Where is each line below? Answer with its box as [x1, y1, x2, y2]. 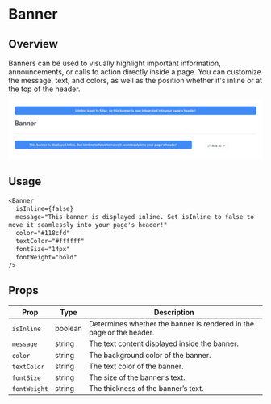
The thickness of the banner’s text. [88, 384, 204, 393]
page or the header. [88, 328, 155, 338]
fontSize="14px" [15, 246, 70, 254]
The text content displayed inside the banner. [88, 339, 240, 348]
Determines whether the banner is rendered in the [88, 319, 255, 329]
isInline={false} [15, 205, 74, 213]
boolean [55, 323, 82, 333]
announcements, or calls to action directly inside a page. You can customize [8, 67, 262, 77]
